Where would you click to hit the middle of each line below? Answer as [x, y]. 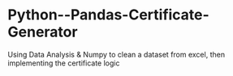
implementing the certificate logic [64, 63]
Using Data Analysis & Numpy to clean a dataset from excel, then [116, 54]
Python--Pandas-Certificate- [109, 15]
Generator [43, 32]
